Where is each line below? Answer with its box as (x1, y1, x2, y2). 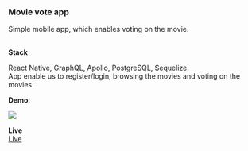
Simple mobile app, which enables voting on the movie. (8, 25, 189, 34)
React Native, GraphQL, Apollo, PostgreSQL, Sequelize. (8, 63, 189, 72)
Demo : (8, 95, 30, 105)
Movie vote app (8, 6, 69, 17)
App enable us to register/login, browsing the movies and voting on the (8, 71, 241, 81)
